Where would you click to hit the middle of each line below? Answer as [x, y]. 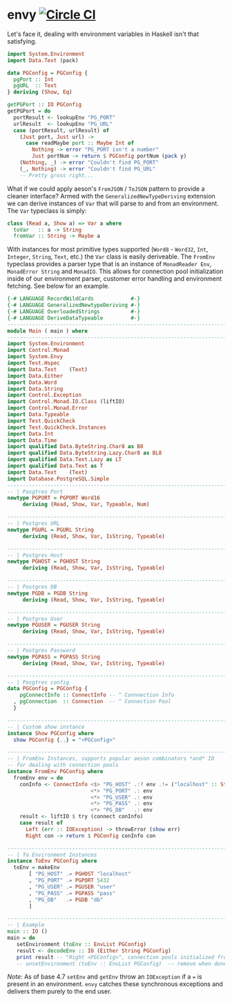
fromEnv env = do [38, 778]
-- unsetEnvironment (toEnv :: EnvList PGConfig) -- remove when [114, 964]
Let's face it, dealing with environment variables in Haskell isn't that [103, 34]
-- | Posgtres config [38, 682]
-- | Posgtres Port [35, 492]
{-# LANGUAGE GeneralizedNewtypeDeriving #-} [74, 305]
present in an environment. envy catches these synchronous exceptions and [115, 984]
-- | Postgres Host [35, 555]
